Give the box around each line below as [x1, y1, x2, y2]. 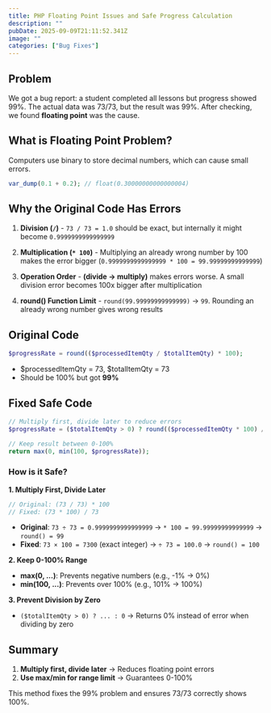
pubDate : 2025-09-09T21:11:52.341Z [8, 27, 128, 35]
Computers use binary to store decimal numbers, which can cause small [8, 155, 248, 165]
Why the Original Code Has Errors [8, 202, 181, 216]
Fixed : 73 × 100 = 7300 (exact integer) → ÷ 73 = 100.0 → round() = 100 [19, 539, 260, 550]
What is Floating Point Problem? [8, 134, 173, 148]
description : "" [8, 19, 63, 27]
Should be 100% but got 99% [19, 373, 119, 382]
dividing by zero [19, 619, 74, 629]
